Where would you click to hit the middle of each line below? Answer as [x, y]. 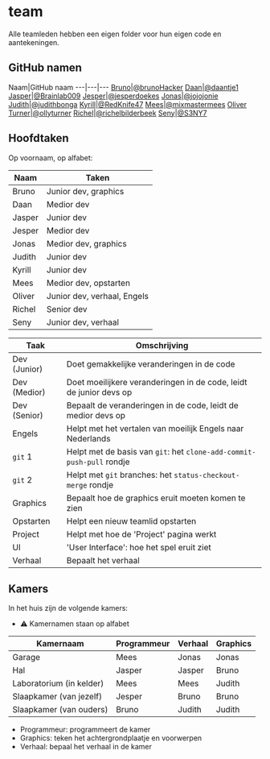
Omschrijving [162, 345]
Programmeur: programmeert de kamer [85, 730]
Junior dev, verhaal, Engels [98, 296]
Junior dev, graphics [86, 191]
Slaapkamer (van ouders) [60, 710]
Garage [27, 657]
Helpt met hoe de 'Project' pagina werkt [141, 534]
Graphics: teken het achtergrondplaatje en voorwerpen [111, 738]
